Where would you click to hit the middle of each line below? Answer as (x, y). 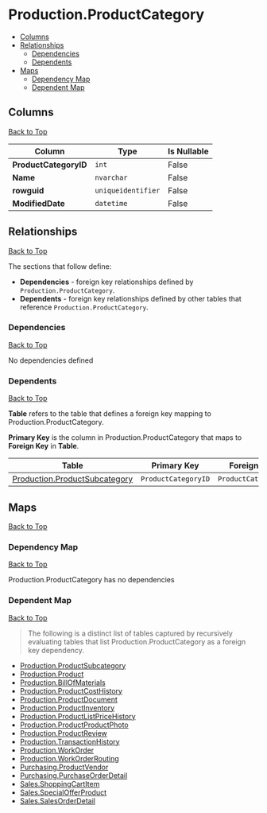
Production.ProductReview (63, 733)
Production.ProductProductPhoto (74, 725)
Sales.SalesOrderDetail (57, 800)
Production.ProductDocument (68, 699)
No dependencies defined (51, 360)
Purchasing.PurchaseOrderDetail (74, 775)
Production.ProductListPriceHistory (78, 716)
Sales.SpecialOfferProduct (63, 792)
